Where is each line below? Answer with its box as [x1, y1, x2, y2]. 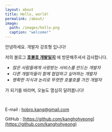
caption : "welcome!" [9, 30, 51, 35]
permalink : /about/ [5, 16, 45, 21]
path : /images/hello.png [9, 25, 60, 30]
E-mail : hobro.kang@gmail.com [5, 107, 70, 112]
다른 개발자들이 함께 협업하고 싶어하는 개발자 [12, 71, 97, 76]
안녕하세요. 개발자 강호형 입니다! [5, 44, 67, 49]
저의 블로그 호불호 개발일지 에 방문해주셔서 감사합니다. [5, 54, 108, 60]
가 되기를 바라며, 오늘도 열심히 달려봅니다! [5, 88, 84, 93]
